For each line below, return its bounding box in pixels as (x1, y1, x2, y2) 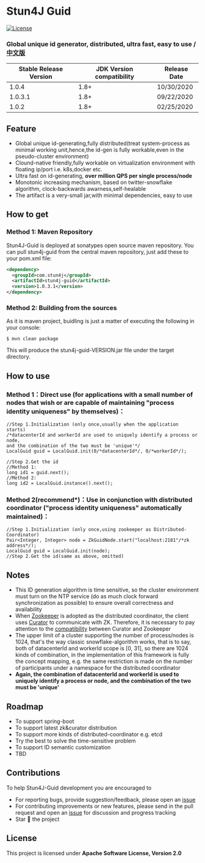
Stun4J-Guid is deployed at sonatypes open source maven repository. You (6, 242, 194, 249)
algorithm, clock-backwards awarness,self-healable (15, 185, 146, 193)
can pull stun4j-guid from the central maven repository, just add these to (6, 248, 189, 255)
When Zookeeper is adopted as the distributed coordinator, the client (15, 612, 189, 620)
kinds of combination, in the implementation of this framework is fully (15, 651, 190, 659)
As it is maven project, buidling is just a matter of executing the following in (6, 317, 195, 325)
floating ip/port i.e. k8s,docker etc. (15, 166, 103, 173)
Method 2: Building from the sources (6, 304, 117, 313)
